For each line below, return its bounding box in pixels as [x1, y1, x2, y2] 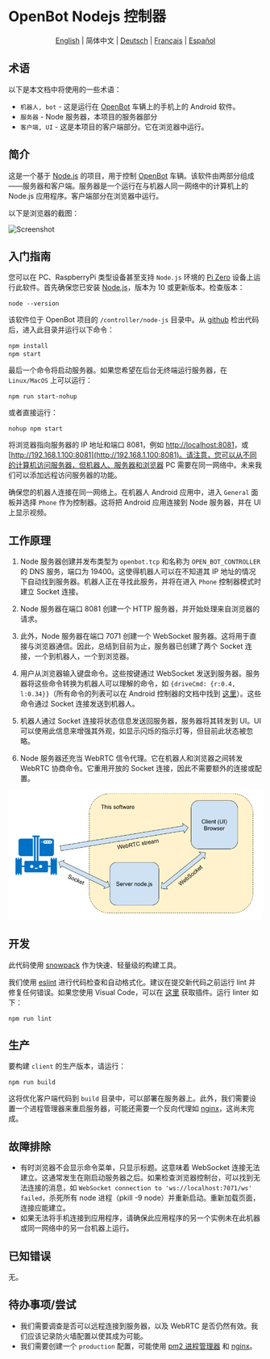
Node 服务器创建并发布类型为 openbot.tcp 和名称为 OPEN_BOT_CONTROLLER [19, 556, 261, 566]
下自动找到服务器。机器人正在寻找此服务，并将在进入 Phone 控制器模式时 [19, 577, 262, 586]
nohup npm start [8, 425, 63, 433]
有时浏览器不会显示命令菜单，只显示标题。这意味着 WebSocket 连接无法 [19, 1163, 260, 1172]
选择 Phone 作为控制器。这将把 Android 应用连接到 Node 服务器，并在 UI [22, 497, 262, 507]
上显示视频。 [8, 508, 51, 518]
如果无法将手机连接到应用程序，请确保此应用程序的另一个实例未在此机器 [19, 1213, 260, 1223]
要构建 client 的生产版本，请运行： [8, 1061, 127, 1071]
